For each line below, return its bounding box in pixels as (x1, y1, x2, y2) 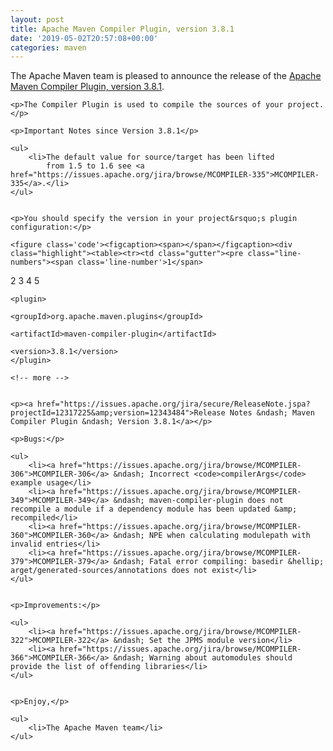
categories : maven (10, 42, 87, 53)
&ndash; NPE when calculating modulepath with (113, 531, 311, 541)
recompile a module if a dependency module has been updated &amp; (10, 504, 298, 515)
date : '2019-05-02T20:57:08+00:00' (10, 33, 159, 43)
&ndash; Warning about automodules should (113, 653, 293, 663)
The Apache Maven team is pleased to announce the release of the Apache (10, 70, 322, 82)
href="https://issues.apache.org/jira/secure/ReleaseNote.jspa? (36, 399, 311, 410)
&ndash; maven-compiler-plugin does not (113, 496, 284, 506)
